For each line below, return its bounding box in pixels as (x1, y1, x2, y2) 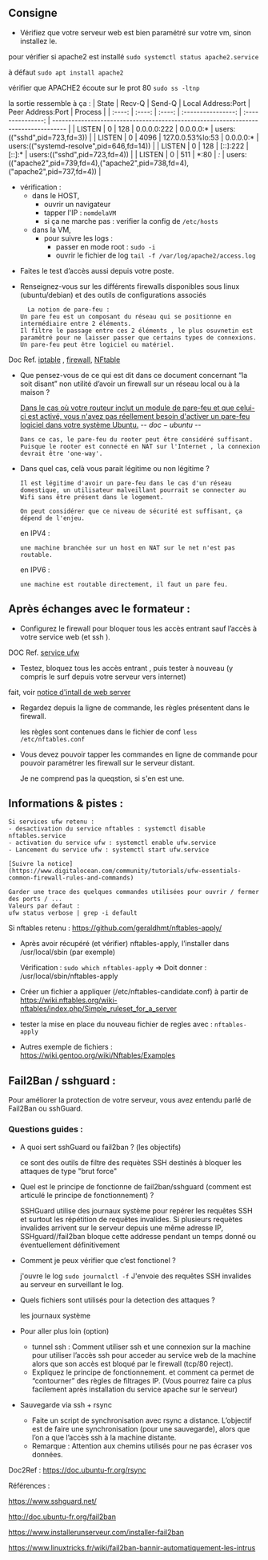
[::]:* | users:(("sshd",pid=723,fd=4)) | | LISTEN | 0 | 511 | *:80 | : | (8, 149, 226, 159)
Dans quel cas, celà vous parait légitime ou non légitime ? (19, 463, 210, 473)
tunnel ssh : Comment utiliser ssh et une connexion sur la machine (31, 1342, 251, 1351)
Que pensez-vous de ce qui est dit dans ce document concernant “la (19, 370, 248, 380)
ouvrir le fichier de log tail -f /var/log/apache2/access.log (55, 250, 256, 260)
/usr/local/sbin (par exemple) (19, 947, 116, 957)
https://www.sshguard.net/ (8, 1496, 98, 1505)
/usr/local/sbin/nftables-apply (19, 971, 118, 981)
